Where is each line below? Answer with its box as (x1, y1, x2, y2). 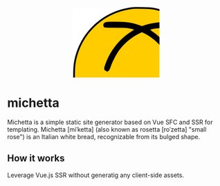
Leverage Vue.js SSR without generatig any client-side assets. (7, 171, 185, 179)
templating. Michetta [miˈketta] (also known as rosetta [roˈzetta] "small (7, 125, 207, 134)
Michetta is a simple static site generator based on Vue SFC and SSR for (7, 118, 213, 126)
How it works (7, 152, 65, 165)
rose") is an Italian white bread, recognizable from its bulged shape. (7, 132, 201, 141)
